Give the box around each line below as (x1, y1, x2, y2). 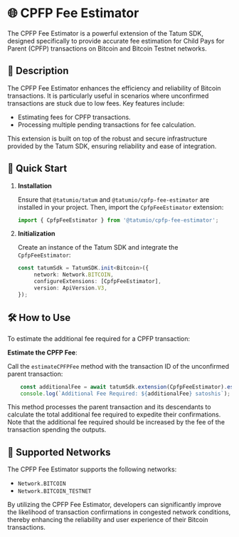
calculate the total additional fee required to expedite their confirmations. (7, 410, 221, 419)
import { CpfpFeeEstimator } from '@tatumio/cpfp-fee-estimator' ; (17, 216, 219, 224)
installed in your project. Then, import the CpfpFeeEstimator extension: (17, 203, 224, 211)
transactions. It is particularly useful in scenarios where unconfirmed (7, 91, 209, 100)
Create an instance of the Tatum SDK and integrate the (17, 243, 179, 252)
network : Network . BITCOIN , (33, 271, 114, 279)
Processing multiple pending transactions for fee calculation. (17, 120, 196, 129)
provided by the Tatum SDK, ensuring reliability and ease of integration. (7, 141, 217, 150)
